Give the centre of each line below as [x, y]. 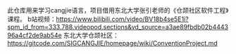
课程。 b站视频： [32, 19]
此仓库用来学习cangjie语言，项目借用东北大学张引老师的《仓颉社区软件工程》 [118, 10]
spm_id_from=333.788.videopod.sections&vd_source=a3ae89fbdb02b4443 [118, 27]
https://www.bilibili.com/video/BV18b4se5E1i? [122, 19]
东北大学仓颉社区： [91, 35]
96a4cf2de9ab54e [35, 35]
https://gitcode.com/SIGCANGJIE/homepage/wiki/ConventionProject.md [112, 43]
